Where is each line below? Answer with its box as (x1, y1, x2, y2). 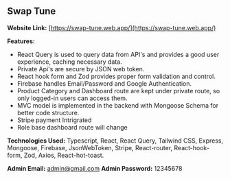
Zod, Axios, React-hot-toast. (23, 151, 104, 159)
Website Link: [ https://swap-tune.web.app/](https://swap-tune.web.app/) (7, 23, 216, 32)
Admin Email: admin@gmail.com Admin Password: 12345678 (7, 164, 183, 172)
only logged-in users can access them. (16, 94, 128, 102)
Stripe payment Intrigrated (16, 116, 92, 124)
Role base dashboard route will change (16, 123, 128, 131)
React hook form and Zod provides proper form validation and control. (16, 72, 216, 80)
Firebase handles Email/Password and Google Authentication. (16, 79, 192, 88)
